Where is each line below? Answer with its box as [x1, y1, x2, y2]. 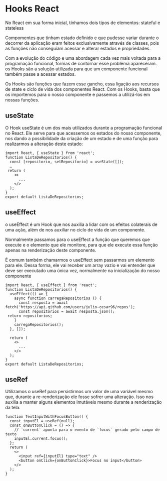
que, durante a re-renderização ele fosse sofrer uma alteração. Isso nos [5, 394, 154, 400]
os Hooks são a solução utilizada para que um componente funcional [5, 66, 148, 72]
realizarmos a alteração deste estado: [5, 141, 83, 147]
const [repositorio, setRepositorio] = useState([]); [9, 159, 124, 164]
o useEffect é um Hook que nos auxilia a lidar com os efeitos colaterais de [5, 221, 157, 227]
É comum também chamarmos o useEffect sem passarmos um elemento [5, 257, 155, 263]
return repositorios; [7, 313, 52, 318]
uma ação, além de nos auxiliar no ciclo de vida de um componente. [5, 226, 145, 232]
